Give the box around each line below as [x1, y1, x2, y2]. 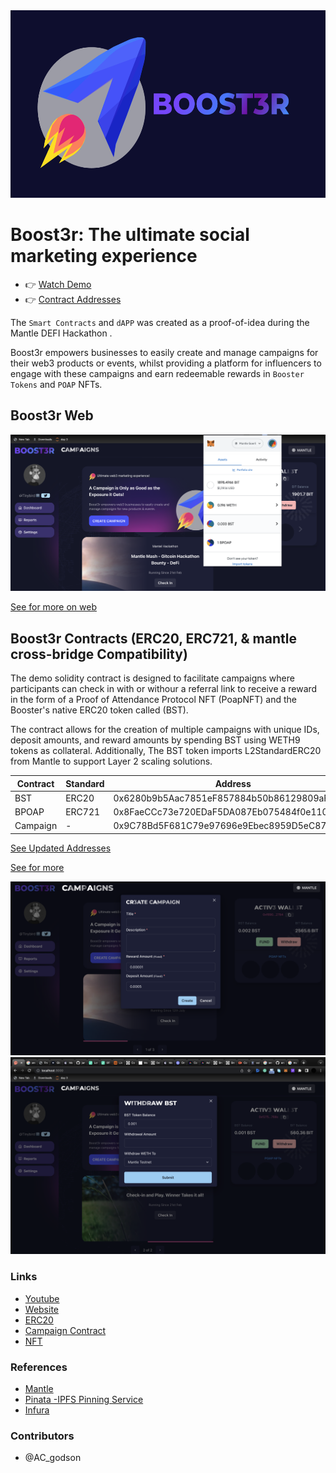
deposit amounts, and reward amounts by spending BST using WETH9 [10, 734, 301, 746]
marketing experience [10, 245, 198, 268]
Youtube [24, 1292, 60, 1304]
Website [24, 1303, 60, 1315]
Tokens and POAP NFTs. [10, 378, 103, 390]
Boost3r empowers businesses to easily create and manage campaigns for [10, 346, 319, 358]
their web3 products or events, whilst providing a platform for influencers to [10, 357, 322, 369]
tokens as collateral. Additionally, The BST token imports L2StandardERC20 [10, 745, 322, 757]
